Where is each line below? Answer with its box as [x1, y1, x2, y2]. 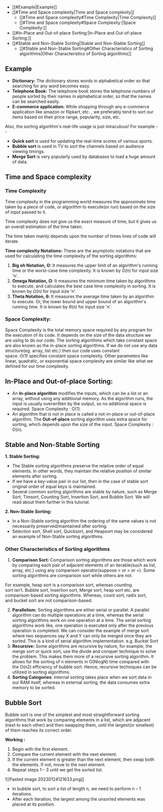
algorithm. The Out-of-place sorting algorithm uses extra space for [12, 416, 147, 422]
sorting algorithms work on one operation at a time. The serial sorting [12, 617, 151, 623]
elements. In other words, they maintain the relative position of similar [12, 468, 152, 474]
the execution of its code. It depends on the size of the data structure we [5, 332, 151, 338]
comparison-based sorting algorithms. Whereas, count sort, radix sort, [5, 592, 147, 598]
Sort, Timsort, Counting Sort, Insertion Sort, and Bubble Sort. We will [12, 494, 150, 500]
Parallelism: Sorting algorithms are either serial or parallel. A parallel [12, 607, 149, 613]
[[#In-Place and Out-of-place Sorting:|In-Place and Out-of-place [12, 30, 142, 36]
